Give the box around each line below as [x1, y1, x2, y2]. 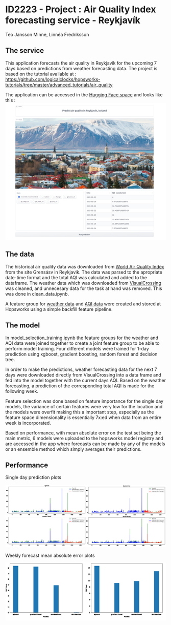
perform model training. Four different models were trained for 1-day [5, 345, 149, 351]
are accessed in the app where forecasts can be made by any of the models [5, 441, 165, 447]
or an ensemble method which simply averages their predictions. [5, 446, 142, 452]
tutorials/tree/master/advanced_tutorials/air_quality [5, 81, 113, 88]
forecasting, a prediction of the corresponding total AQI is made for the [5, 383, 155, 389]
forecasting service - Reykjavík [5, 14, 140, 26]
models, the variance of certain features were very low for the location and [5, 403, 163, 409]
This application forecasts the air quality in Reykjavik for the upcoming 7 [5, 60, 157, 66]
